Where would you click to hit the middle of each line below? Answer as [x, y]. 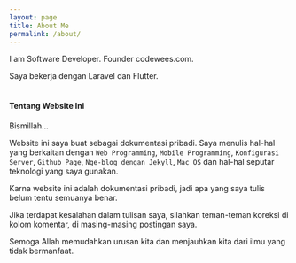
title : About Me [39, 26]
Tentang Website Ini [47, 105]
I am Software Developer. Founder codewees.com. [101, 59]
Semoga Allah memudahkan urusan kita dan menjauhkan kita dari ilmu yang [148, 241]
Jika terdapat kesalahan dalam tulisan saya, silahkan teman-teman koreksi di [149, 214]
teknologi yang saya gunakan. [64, 171]
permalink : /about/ [45, 34]
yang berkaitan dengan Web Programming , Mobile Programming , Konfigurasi [144, 152]
